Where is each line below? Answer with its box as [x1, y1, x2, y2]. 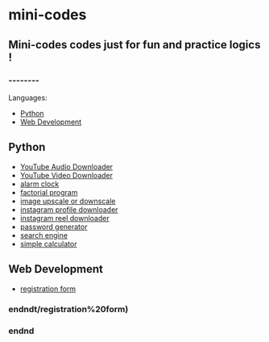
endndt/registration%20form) [8, 304, 129, 315]
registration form [19, 284, 77, 294]
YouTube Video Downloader [19, 170, 114, 180]
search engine [19, 230, 68, 240]
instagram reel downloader [19, 213, 110, 223]
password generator [19, 222, 88, 231]
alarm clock [19, 179, 60, 189]
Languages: [8, 93, 48, 102]
